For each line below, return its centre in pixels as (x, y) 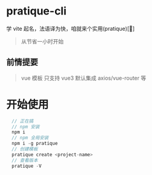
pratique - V (27, 166)
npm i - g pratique (35, 144)
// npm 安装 (26, 127)
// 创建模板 (25, 149)
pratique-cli (36, 11)
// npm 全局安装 (30, 138)
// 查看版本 (25, 160)
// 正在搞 (23, 121)
